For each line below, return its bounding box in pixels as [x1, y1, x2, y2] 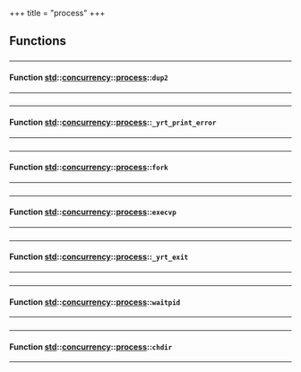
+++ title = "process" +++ [9, 8, 106, 18]
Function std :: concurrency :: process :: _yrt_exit [9, 251, 189, 263]
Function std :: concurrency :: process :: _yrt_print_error [9, 117, 217, 128]
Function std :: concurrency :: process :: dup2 [9, 72, 168, 82]
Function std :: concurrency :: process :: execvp [9, 206, 176, 218]
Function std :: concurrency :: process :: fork [9, 161, 168, 173]
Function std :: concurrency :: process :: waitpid [9, 296, 181, 307]
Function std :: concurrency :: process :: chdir [9, 341, 173, 352]
